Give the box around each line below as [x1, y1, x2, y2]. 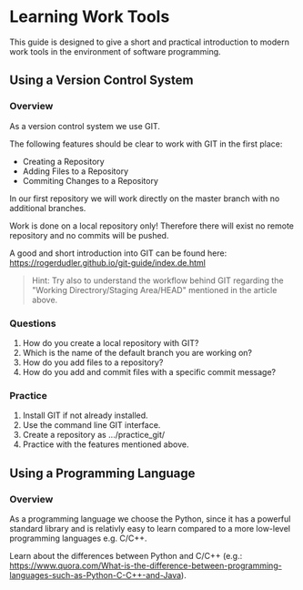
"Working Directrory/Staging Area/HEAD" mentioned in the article [31, 284, 278, 295]
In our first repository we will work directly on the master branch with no [9, 193, 280, 204]
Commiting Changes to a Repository [22, 175, 159, 186]
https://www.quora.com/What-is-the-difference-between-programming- [9, 560, 282, 571]
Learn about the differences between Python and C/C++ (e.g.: [9, 550, 243, 561]
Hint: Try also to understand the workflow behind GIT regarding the [31, 275, 284, 286]
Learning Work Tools [9, 6, 170, 27]
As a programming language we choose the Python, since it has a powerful [9, 513, 291, 524]
